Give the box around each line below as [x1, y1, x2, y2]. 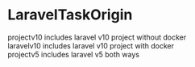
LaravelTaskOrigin [7, 6, 133, 24]
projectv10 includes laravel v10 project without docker [7, 32, 187, 42]
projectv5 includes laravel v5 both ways [7, 49, 140, 59]
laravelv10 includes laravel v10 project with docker [7, 40, 175, 50]
